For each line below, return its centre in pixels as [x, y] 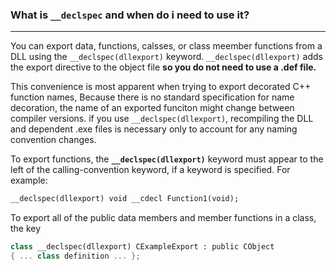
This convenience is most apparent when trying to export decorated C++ [161, 87]
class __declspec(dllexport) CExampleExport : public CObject [142, 247]
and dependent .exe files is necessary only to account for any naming [154, 129]
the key [26, 229]
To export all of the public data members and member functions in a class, [163, 218]
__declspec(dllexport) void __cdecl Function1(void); [125, 199]
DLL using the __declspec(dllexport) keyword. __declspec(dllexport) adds [166, 57]
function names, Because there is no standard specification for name [152, 97]
